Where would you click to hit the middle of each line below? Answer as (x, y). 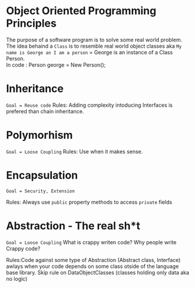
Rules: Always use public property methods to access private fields (89, 202)
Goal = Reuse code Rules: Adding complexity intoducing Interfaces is (89, 105)
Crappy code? (23, 248)
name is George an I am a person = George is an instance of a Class (90, 52)
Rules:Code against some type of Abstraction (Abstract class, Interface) (93, 260)
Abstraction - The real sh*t (73, 226)
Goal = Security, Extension (41, 191)
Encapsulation (42, 175)
